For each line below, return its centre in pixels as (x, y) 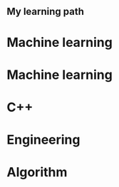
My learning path (46, 12)
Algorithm (37, 172)
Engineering (43, 140)
